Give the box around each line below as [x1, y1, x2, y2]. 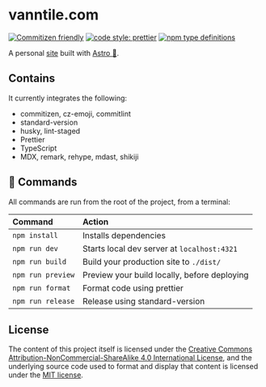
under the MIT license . [8, 370, 83, 380]
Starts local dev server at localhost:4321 [82, 243, 238, 254]
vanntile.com [8, 6, 99, 24]
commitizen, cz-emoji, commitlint [19, 108, 132, 118]
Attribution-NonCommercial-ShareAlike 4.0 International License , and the [8, 353, 252, 363]
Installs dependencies [82, 229, 166, 240]
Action [82, 216, 109, 228]
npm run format [12, 283, 71, 292]
